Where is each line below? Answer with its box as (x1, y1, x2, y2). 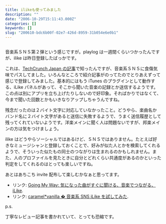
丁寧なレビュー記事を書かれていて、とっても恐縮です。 (5, 214, 117, 220)
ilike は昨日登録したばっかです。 (13, 55, 79, 61)
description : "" (5, 12, 39, 17)
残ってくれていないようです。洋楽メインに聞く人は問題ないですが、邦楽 (5, 119, 152, 125)
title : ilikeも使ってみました (5, 7, 61, 12)
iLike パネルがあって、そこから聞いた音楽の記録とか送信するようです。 (13, 84, 159, 90)
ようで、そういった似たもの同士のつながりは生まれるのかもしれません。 (5, 149, 153, 154)
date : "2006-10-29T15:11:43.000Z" (5, 16, 77, 21)
